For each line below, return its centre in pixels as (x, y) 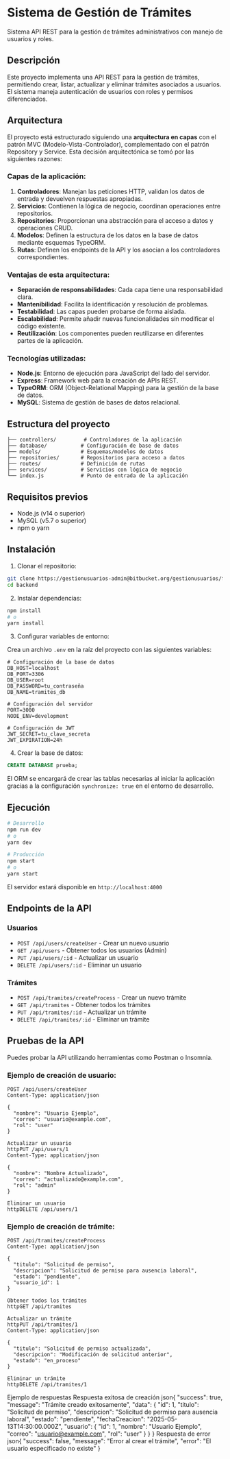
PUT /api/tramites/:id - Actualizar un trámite (81, 1012)
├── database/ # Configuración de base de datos (93, 446)
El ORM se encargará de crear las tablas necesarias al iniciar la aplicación (111, 779)
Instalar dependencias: (49, 598)
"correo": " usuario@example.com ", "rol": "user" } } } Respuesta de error (109, 1434)
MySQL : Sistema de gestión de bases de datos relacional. (99, 402)
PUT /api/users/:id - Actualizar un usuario (78, 957)
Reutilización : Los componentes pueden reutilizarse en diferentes (110, 333)
